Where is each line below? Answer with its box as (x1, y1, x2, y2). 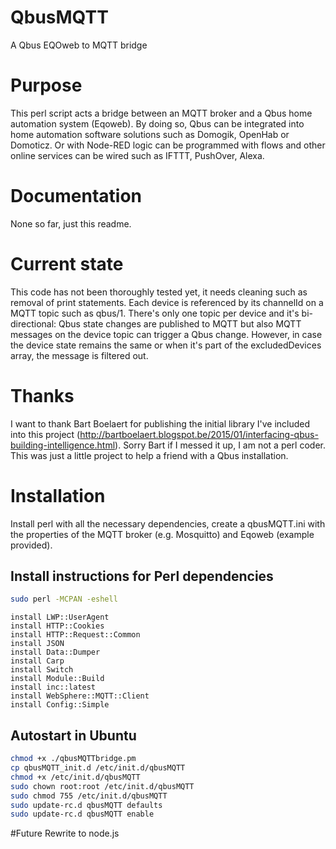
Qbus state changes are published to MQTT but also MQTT (58, 317, 302, 330)
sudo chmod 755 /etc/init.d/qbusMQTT (10, 791, 168, 801)
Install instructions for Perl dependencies (10, 568, 274, 585)
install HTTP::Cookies (10, 621, 105, 631)
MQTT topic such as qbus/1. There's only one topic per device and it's (10, 307, 300, 319)
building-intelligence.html (10, 439, 116, 451)
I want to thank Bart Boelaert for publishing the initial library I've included (10, 417, 311, 430)
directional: (10, 317, 57, 330)
